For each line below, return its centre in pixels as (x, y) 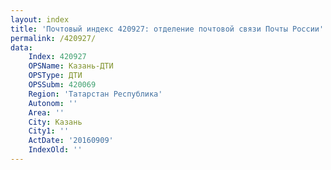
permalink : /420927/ (53, 38)
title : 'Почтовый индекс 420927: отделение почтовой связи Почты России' (167, 29)
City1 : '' (49, 131)
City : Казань (55, 122)
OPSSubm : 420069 (62, 85)
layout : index (40, 19)
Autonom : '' (53, 103)
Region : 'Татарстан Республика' (95, 94)
